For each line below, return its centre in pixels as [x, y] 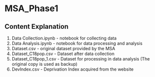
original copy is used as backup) [45, 64]
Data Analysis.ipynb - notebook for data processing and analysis [77, 43]
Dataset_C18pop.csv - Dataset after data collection [63, 54]
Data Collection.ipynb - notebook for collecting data [64, 38]
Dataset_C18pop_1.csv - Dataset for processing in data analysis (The [81, 59]
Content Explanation [37, 27]
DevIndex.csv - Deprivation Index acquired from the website [73, 69]
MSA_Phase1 [31, 9]
